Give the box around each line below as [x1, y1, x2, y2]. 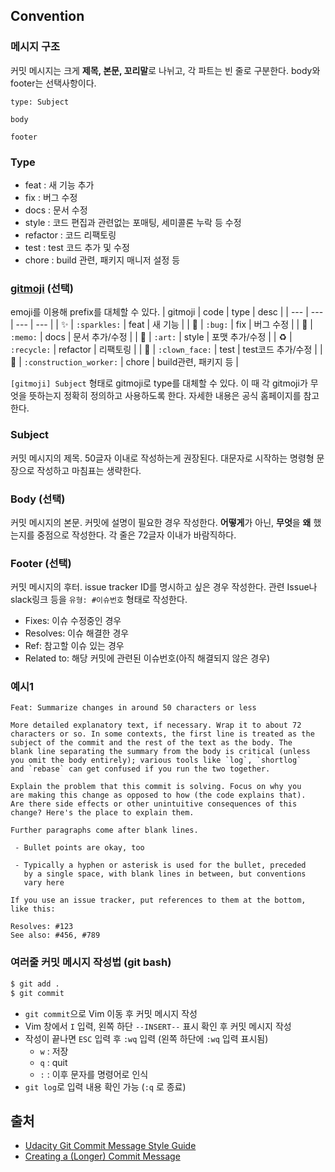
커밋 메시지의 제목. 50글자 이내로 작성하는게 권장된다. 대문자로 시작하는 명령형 [10, 452, 315, 464]
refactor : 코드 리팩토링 [24, 229, 117, 241]
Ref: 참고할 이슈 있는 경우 [24, 640, 125, 652]
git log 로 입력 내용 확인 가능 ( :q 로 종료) [24, 1080, 187, 1093]
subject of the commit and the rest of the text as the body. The [10, 738, 293, 748]
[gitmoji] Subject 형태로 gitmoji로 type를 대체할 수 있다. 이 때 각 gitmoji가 [10, 377, 308, 389]
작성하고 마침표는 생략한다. [36, 464, 142, 476]
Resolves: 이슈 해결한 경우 [24, 627, 130, 639]
